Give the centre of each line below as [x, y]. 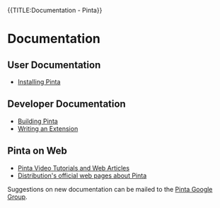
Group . [17, 197]
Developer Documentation [66, 104]
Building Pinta [37, 121]
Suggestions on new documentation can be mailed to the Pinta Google [110, 189]
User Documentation [54, 65]
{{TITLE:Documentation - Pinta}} [55, 10]
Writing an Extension [48, 128]
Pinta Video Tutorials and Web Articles [73, 168]
